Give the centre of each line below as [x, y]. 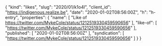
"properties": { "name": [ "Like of [53, 17]
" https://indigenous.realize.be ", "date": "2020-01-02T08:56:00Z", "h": [77, 12]
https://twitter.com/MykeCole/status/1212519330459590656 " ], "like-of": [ [81, 23]
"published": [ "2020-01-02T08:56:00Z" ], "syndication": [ [65, 33]
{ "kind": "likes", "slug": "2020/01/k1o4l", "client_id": [58, 7]
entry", [12, 17]
